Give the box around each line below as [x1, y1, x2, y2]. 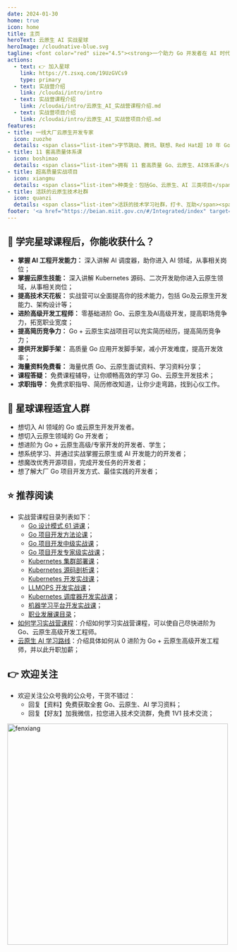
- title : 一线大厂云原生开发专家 [7, 129, 94, 136]
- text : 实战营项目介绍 [13, 109, 76, 116]
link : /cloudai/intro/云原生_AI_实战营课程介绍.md [20, 103, 162, 110]
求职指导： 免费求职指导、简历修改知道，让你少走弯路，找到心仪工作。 [17, 379, 224, 388]
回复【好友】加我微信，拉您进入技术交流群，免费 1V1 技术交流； [28, 709, 214, 718]
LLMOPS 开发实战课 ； [28, 583, 93, 592]
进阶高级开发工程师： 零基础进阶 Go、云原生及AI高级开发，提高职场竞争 [17, 309, 227, 317]
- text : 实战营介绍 [13, 83, 66, 90]
